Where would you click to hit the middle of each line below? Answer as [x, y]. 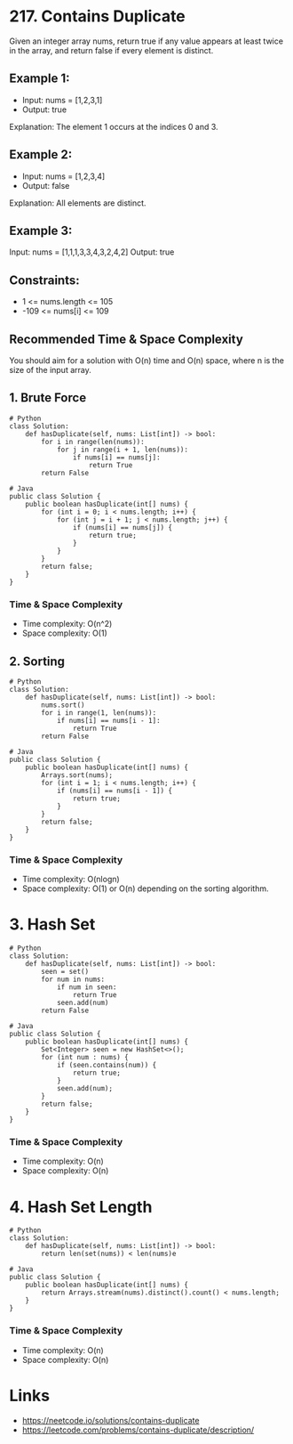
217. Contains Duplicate [98, 16]
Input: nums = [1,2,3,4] [63, 176]
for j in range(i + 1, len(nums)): [123, 450]
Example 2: [41, 154]
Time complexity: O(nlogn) [71, 880]
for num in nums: [73, 980]
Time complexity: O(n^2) [67, 624]
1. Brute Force [48, 398]
